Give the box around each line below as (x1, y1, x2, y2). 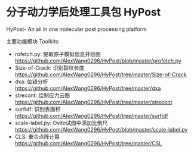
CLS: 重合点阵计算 (14, 133, 60, 140)
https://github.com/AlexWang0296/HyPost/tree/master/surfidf (14, 112, 168, 119)
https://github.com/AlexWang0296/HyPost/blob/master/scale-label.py (14, 126, 188, 133)
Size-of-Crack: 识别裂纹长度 (14, 64, 85, 71)
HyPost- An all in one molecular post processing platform (6, 25, 147, 33)
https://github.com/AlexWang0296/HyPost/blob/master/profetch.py (14, 57, 182, 64)
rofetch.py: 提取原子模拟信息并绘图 (14, 50, 101, 57)
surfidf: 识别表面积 (14, 105, 61, 113)
